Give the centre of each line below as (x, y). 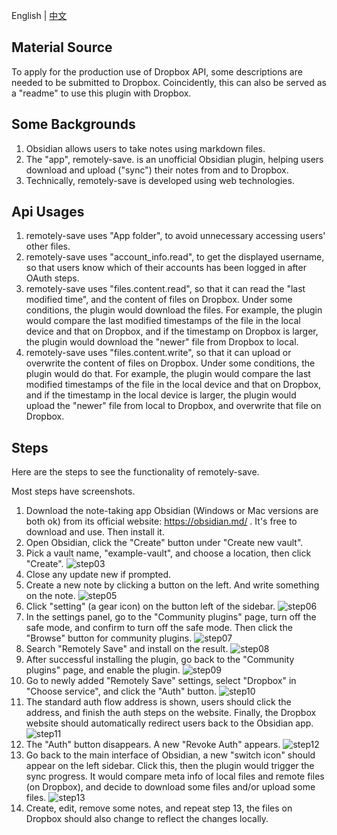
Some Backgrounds (73, 124)
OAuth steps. (52, 278)
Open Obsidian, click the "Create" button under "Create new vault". (164, 543)
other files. (48, 246)
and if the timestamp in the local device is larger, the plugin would (161, 395)
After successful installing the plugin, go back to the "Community (160, 660)
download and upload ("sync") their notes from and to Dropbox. (157, 170)
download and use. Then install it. (95, 532)
